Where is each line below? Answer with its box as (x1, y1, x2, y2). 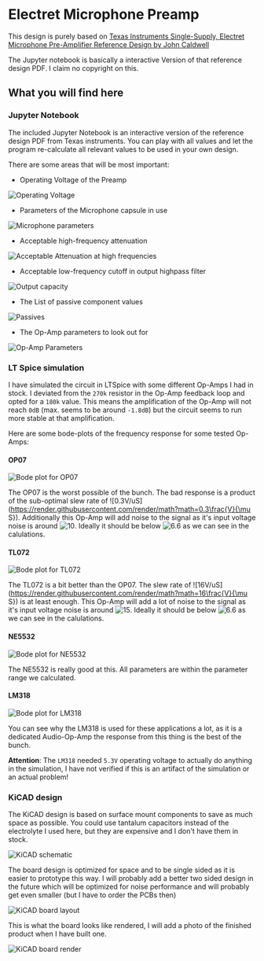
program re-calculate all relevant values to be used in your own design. (8, 144, 239, 154)
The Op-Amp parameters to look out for (19, 327, 148, 337)
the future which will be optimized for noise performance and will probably (8, 882, 250, 892)
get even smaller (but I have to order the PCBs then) (8, 890, 177, 900)
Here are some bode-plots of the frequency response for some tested (8, 429, 234, 438)
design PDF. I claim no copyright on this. (8, 63, 139, 72)
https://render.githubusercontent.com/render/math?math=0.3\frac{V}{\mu (10, 505, 251, 514)
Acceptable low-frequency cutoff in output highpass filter (19, 266, 207, 276)
